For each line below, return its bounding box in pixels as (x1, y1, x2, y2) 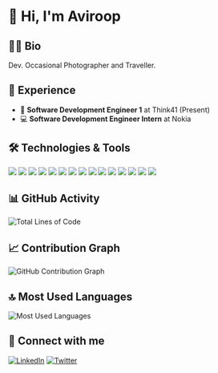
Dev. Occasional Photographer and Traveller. (8, 60, 156, 70)
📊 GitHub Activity (8, 192, 100, 205)
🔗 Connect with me (8, 334, 105, 348)
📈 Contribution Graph (8, 241, 120, 255)
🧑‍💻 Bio (8, 39, 42, 53)
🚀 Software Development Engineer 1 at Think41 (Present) (19, 104, 211, 115)
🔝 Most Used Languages (8, 290, 133, 303)
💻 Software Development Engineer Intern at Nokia (19, 114, 192, 124)
